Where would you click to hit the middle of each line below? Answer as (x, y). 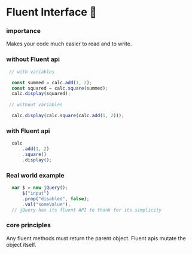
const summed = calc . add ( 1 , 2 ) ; (52, 82)
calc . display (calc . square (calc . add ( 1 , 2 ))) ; (68, 116)
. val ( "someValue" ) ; (46, 204)
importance (23, 31)
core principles (28, 225)
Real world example (35, 175)
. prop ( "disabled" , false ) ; (56, 199)
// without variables (36, 105)
